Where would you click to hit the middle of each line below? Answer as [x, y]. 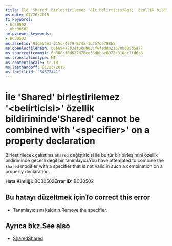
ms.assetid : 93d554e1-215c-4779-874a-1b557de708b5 [60, 44]
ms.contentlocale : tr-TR [32, 63]
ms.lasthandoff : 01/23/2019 [35, 67]
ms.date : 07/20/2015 [27, 15]
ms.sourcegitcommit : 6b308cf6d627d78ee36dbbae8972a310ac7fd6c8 [74, 53]
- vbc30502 [17, 29]
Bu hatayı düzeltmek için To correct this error [78, 198]
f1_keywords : [19, 19]
